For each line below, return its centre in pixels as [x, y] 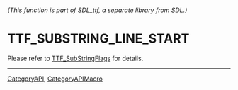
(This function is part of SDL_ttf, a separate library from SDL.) [97, 10]
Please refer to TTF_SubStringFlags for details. [75, 58]
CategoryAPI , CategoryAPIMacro [55, 79]
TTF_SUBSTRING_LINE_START [98, 38]
